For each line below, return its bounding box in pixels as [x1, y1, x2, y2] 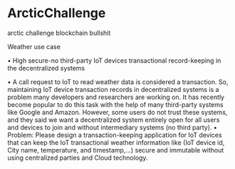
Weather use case [7, 42, 61, 51]
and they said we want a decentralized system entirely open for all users [7, 116, 220, 124]
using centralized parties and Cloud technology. [7, 153, 148, 162]
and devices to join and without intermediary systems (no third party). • [7, 123, 217, 131]
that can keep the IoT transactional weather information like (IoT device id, [7, 138, 225, 147]
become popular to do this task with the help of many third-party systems [7, 100, 224, 108]
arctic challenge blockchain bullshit [7, 29, 111, 37]
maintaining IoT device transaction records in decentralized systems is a [7, 85, 219, 93]
